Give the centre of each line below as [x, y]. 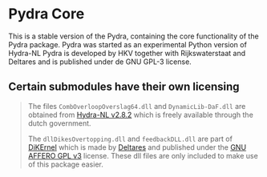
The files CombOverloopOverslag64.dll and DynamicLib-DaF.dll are [137, 106]
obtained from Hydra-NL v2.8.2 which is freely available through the [141, 115]
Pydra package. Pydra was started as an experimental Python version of [127, 44]
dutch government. [59, 123]
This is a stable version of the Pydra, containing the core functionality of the [133, 36]
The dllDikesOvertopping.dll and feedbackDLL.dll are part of [130, 139]
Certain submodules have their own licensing [124, 87]
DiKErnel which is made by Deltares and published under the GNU [137, 147]
